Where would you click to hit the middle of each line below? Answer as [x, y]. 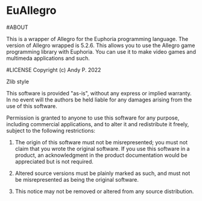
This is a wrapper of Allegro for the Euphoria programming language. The [97, 39]
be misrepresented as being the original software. [77, 179]
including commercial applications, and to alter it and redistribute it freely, [98, 124]
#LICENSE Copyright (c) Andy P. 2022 [54, 69]
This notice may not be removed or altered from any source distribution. [104, 191]
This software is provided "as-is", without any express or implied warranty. [99, 93]
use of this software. [32, 106]
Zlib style [17, 81]
